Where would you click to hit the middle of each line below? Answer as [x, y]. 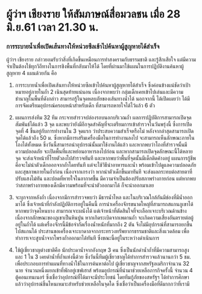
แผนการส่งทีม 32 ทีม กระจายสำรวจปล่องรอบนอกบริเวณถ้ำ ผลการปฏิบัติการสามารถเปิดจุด [103, 117]
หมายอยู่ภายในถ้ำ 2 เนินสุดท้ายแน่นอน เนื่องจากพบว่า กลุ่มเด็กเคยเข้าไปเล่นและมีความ [99, 92]
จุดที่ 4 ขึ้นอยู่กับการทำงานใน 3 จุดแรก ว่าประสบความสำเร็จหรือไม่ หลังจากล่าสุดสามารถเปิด [104, 131]
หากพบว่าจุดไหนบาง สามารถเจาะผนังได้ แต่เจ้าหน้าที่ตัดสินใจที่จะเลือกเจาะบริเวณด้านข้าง [101, 211]
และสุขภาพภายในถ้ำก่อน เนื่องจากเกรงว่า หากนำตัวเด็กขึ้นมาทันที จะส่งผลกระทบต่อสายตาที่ [103, 172]
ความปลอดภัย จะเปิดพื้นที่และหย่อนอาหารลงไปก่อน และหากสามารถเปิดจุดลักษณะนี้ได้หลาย [104, 151]
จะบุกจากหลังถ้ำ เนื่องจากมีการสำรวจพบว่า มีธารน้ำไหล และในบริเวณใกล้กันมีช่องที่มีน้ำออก [104, 198]
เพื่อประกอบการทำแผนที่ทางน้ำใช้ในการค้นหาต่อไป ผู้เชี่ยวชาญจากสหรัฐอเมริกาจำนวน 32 [102, 264]
